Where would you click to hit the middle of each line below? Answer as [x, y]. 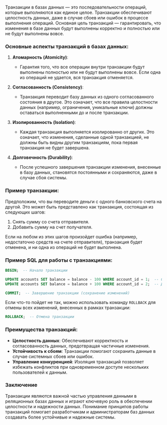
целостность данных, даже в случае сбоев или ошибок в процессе [77, 18]
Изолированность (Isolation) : [44, 122]
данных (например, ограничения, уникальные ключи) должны [86, 107]
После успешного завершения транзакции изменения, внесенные [90, 167]
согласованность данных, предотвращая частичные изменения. [81, 346]
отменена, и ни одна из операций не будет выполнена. [64, 247]
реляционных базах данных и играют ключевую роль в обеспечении [79, 401]
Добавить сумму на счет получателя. [52, 227]
